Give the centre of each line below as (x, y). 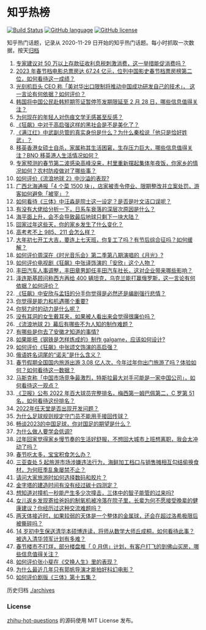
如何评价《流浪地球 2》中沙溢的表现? (62, 178)
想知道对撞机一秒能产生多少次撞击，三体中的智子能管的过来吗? (95, 493)
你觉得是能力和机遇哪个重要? (52, 301)
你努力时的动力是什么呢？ (48, 309)
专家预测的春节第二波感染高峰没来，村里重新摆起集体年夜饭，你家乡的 (104, 163)
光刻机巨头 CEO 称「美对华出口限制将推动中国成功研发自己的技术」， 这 (105, 86)
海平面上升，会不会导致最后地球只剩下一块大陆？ (77, 217)
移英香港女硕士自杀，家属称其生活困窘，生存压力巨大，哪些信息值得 (101, 147)
